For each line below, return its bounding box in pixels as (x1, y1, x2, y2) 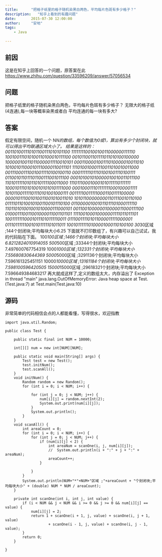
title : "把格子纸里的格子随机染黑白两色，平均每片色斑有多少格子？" (5, 7, 136, 12)
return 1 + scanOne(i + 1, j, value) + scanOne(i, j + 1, (30, 514, 150, 519)
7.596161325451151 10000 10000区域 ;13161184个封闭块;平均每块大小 (5, 258, 141, 264)
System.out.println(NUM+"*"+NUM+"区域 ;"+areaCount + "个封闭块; (22, 479, 152, 484)
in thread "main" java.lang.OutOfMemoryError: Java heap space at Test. (5, 276, 148, 282)
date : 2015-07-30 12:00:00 (5, 16, 73, 21)
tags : (5, 25, 16, 30)
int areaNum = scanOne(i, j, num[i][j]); (48, 444, 133, 449)
